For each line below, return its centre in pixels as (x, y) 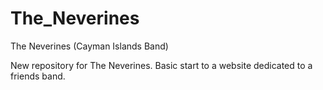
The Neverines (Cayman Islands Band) (89, 46)
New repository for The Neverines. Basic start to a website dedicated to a (161, 65)
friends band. (38, 76)
